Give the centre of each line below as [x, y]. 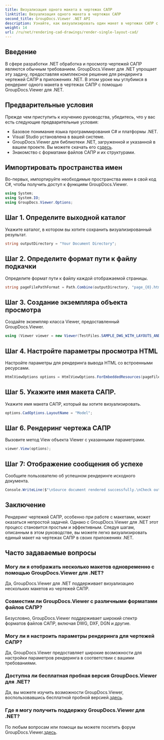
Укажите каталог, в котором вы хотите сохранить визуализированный [78, 229]
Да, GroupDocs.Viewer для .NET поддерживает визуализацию [70, 583]
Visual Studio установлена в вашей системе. [58, 137]
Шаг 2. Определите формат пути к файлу [71, 259]
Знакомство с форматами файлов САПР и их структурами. [74, 152]
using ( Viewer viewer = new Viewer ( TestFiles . [53, 336]
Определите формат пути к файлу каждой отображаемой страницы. [76, 278]
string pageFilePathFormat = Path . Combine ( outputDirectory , [68, 287]
